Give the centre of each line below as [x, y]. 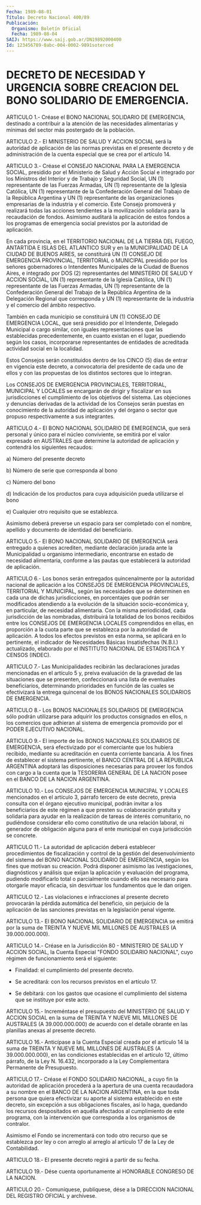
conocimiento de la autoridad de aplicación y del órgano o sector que [92, 410]
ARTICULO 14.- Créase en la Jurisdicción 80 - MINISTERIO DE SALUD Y [95, 945]
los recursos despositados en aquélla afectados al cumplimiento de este [95, 1111]
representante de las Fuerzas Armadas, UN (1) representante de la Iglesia [97, 185]
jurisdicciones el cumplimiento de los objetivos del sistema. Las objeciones [99, 397]
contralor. [18, 1123]
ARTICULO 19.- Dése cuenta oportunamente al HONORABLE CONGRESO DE [100, 1171]
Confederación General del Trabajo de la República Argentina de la [89, 292]
